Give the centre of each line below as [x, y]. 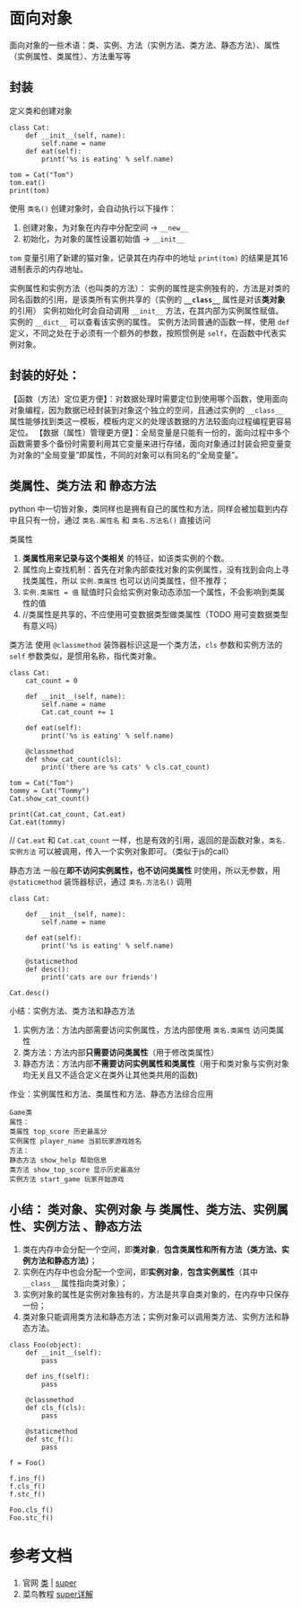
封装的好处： [45, 375]
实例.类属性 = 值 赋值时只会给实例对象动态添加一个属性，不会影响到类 [150, 592]
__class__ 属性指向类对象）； [75, 1283]
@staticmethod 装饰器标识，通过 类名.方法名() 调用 [101, 882]
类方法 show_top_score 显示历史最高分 [75, 1170]
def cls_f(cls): [56, 1408]
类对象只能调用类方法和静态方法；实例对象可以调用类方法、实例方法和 [152, 1317]
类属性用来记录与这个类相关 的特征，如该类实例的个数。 [125, 559]
